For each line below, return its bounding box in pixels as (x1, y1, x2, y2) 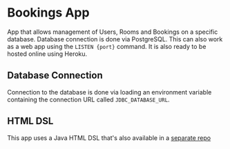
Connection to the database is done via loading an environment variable (7, 88, 212, 96)
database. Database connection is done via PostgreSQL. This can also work (7, 34, 223, 43)
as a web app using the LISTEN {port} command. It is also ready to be (7, 42, 207, 50)
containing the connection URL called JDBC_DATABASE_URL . (7, 95, 171, 103)
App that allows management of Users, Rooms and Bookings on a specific (7, 28, 218, 36)
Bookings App (7, 5, 90, 21)
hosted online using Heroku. (7, 50, 88, 58)
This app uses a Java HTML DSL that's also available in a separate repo (7, 133, 211, 142)
